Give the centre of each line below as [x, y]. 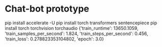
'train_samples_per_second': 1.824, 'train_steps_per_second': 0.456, [77, 33]
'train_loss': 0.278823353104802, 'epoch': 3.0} [54, 39]
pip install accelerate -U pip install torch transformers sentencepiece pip [81, 23]
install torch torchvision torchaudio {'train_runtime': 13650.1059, [72, 28]
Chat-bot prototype [47, 9]
